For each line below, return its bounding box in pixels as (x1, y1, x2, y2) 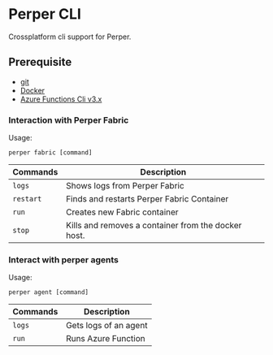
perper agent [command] (8, 288, 89, 297)
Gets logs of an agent (66, 320, 148, 331)
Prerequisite (8, 55, 72, 69)
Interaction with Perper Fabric (8, 115, 129, 126)
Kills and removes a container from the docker (66, 220, 242, 232)
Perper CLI (8, 5, 81, 24)
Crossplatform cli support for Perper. (8, 32, 132, 41)
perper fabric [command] (8, 149, 93, 157)
